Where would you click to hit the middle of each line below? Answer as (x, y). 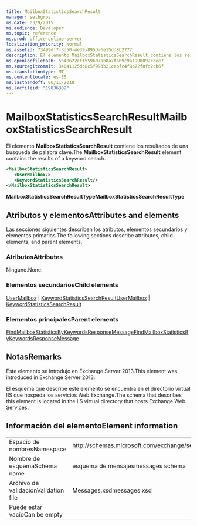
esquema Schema (33, 466)
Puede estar (26, 507)
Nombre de (24, 458)
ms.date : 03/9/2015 (30, 22)
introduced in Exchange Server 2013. (51, 377)
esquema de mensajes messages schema (129, 466)
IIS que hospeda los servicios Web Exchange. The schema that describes (94, 395)
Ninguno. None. (24, 270)
